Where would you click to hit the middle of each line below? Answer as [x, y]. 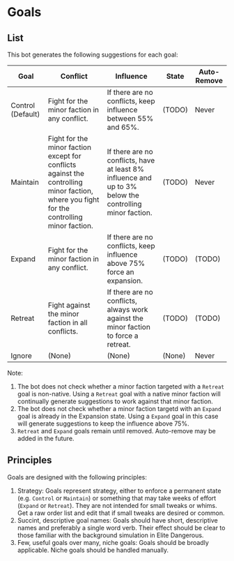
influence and [129, 178]
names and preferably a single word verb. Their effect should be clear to [121, 528]
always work [127, 309]
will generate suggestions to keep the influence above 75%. [103, 424]
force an [120, 272]
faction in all [68, 323]
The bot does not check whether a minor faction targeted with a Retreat [121, 387]
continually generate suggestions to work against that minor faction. [115, 401]
